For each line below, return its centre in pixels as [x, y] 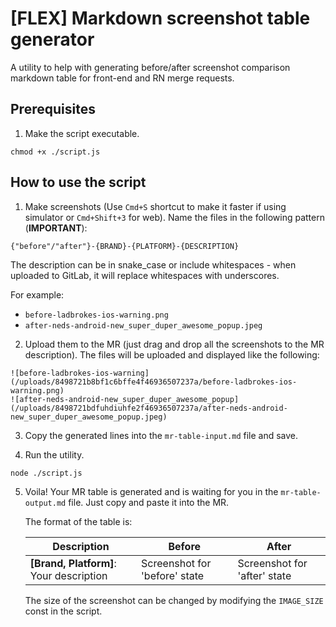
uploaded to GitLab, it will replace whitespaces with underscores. [145, 275]
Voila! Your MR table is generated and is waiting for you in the [151, 491]
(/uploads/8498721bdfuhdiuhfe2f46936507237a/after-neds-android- [149, 408]
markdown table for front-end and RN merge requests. [122, 78]
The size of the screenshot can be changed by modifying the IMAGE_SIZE [174, 600]
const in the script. [63, 611]
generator [52, 39]
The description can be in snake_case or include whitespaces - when [153, 264]
